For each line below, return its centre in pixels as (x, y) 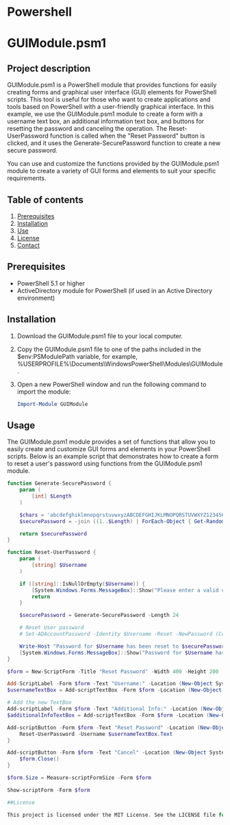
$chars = (32, 515)
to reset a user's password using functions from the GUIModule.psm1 (105, 464)
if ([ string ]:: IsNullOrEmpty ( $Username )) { (82, 584)
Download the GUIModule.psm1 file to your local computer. (100, 335)
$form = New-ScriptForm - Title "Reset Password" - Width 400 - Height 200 (113, 672)
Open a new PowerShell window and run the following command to (112, 384)
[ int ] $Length (52, 496)
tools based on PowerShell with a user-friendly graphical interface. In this (111, 107)
